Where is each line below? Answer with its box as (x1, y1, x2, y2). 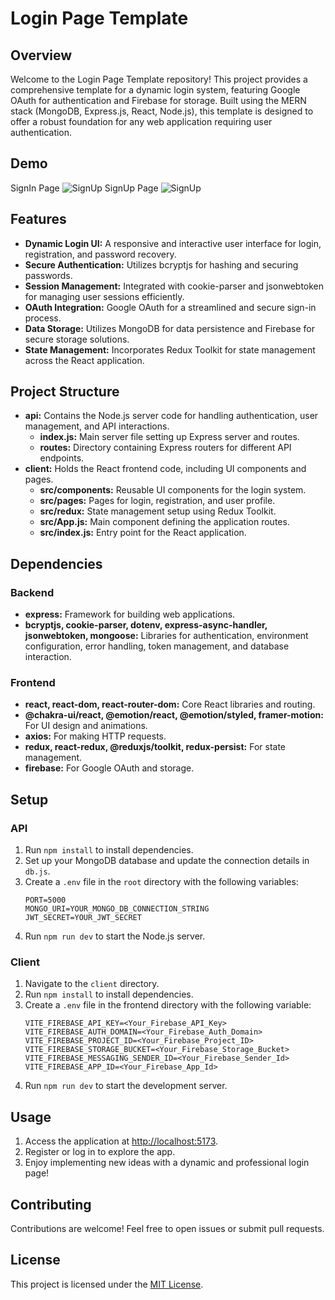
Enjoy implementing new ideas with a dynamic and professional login (24, 1157, 310, 1169)
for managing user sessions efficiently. (24, 290, 185, 302)
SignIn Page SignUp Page (10, 182, 159, 194)
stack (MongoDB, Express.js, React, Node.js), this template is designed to (10, 105, 314, 117)
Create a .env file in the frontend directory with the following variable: (24, 999, 312, 1011)
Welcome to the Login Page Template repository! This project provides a (10, 73, 308, 85)
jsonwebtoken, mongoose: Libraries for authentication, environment (24, 630, 309, 642)
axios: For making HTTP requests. (24, 730, 167, 742)
